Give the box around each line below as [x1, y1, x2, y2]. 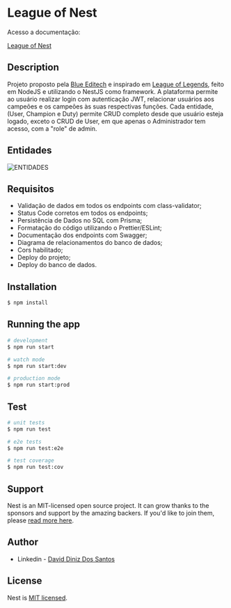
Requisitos [7, 183, 54, 195]
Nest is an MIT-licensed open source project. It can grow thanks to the [7, 502, 209, 509]
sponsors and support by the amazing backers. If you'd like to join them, [7, 509, 214, 517]
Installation [7, 280, 57, 293]
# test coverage [7, 457, 54, 464]
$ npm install [7, 299, 49, 307]
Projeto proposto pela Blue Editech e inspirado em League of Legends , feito [7, 80, 225, 88]
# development [7, 337, 49, 344]
